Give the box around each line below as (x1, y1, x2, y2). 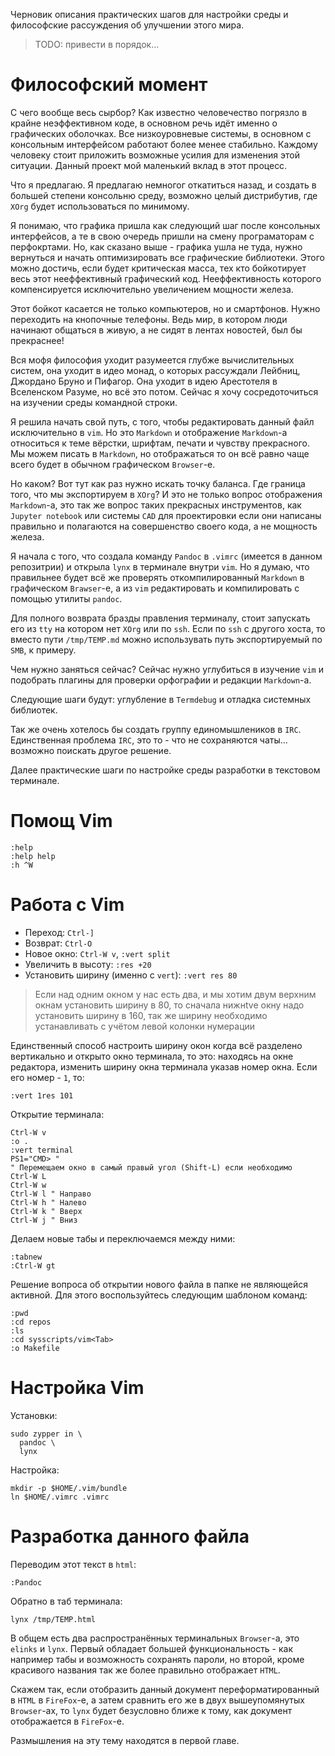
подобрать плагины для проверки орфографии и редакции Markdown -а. (10, 674, 312, 686)
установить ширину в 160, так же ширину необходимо (34, 1009, 268, 1021)
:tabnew (10, 1252, 43, 1262)
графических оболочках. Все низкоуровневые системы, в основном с (10, 127, 312, 139)
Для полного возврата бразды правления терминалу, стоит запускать (10, 612, 311, 624)
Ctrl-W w (10, 1180, 47, 1190)
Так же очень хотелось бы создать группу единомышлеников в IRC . (10, 723, 302, 735)
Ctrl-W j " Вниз (10, 1215, 78, 1225)
